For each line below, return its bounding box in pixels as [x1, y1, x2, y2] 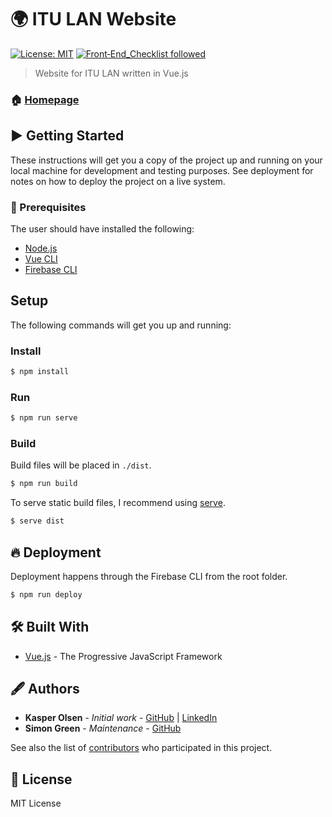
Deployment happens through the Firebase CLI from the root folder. [10, 570, 288, 582]
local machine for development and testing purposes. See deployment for [10, 164, 314, 176]
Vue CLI [24, 252, 58, 265]
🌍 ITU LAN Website [10, 8, 177, 31]
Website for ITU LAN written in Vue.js [34, 67, 189, 79]
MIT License [10, 797, 62, 810]
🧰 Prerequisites [10, 200, 87, 214]
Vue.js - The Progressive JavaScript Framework [24, 650, 223, 662]
